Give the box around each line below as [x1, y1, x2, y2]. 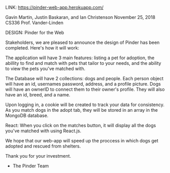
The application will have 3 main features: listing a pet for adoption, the [5, 55, 155, 61]
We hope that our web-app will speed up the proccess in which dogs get [5, 138, 159, 143]
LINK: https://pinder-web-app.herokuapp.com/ [5, 5, 104, 10]
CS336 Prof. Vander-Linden [5, 20, 64, 26]
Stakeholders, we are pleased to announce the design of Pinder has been [5, 39, 160, 45]
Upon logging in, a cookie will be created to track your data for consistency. [5, 102, 165, 108]
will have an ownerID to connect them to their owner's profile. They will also [5, 86, 165, 92]
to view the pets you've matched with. [5, 66, 86, 71]
